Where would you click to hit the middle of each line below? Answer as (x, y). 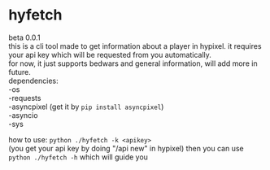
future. (20, 72)
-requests (25, 98)
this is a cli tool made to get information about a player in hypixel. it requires (135, 46)
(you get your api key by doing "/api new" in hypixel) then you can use (126, 148)
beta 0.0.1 (24, 37)
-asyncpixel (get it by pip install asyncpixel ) (86, 107)
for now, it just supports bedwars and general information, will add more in (133, 63)
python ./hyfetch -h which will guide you (78, 157)
